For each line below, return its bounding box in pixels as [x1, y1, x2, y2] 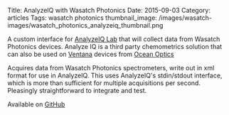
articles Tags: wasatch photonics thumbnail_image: [7, 13, 158, 22]
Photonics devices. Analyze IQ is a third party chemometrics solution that [7, 43, 223, 50]
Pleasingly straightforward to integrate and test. [7, 87, 147, 94]
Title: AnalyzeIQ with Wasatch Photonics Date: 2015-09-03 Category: [7, 6, 211, 14]
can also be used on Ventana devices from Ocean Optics [7, 50, 174, 58]
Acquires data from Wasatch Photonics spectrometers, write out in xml [7, 64, 215, 72]
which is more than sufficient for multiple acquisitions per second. [7, 79, 201, 87]
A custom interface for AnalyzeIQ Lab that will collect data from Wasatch [7, 35, 220, 43]
